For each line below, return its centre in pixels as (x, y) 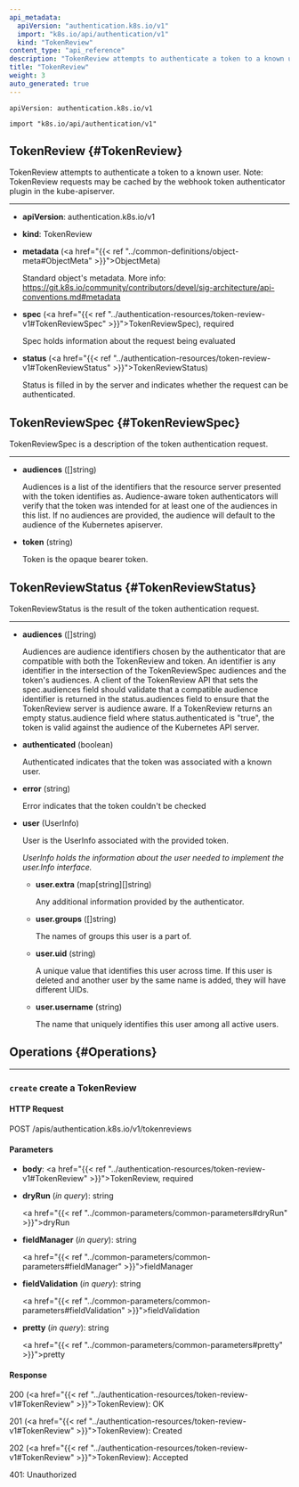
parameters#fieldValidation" (73, 1311)
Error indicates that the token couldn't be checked (114, 806)
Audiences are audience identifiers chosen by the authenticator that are (154, 652)
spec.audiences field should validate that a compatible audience (140, 690)
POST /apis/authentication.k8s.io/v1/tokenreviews (101, 1129)
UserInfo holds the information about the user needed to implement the (153, 858)
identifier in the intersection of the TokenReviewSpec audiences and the (154, 671)
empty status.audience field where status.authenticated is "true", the (148, 718)
